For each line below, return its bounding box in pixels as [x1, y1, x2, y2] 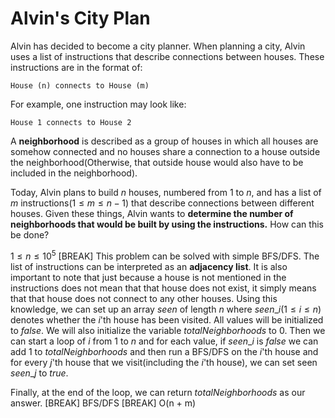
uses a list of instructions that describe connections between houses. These [10, 50, 325, 62]
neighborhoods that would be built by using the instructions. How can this [10, 218, 324, 230]
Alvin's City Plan [10, 7, 151, 30]
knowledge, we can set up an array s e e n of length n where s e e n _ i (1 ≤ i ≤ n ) [10, 303, 322, 315]
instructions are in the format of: [10, 61, 143, 73]
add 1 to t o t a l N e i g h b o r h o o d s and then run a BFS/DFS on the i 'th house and [10, 345, 319, 357]
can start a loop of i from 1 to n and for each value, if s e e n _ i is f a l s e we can [10, 335, 319, 347]
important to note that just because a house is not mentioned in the [10, 271, 287, 283]
